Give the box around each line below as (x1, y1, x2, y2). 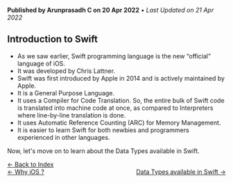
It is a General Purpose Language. (17, 88, 115, 97)
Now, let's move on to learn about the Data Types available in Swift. (7, 146, 200, 155)
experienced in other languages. (17, 133, 110, 141)
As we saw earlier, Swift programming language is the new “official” (17, 51, 212, 60)
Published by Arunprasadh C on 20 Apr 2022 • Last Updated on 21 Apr (7, 6, 214, 14)
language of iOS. (17, 59, 66, 67)
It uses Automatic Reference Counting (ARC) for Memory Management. (17, 118, 221, 127)
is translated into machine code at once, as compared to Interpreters (17, 104, 214, 112)
